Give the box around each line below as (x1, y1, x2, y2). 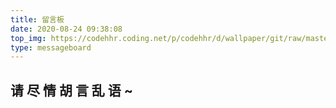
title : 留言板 (10, 14, 65, 25)
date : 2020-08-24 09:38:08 (10, 24, 123, 34)
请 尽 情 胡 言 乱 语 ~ (10, 82, 134, 99)
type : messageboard (10, 42, 92, 53)
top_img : (10, 33, 47, 43)
